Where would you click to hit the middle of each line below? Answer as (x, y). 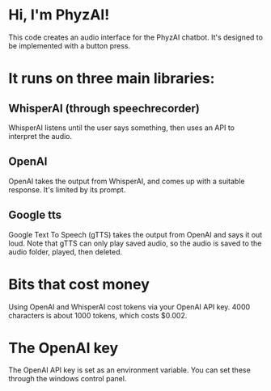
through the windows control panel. (68, 379)
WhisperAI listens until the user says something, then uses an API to (122, 128)
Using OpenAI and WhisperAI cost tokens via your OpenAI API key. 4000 (129, 307)
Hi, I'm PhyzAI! (59, 15)
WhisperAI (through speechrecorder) (104, 108)
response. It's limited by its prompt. (67, 189)
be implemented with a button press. (70, 45)
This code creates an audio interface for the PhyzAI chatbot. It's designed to (135, 37)
